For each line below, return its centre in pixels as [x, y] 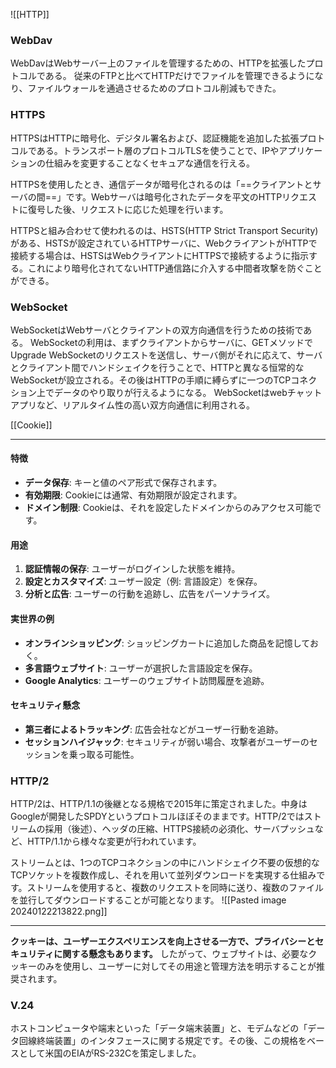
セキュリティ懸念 [45, 705]
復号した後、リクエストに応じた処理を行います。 [128, 209]
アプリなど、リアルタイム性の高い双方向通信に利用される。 [132, 405]
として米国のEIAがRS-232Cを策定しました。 [110, 1053]
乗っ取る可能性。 [104, 754]
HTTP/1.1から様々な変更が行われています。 [114, 841]
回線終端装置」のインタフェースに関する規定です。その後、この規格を [162, 1041]
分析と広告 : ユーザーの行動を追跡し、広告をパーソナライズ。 [150, 594]
